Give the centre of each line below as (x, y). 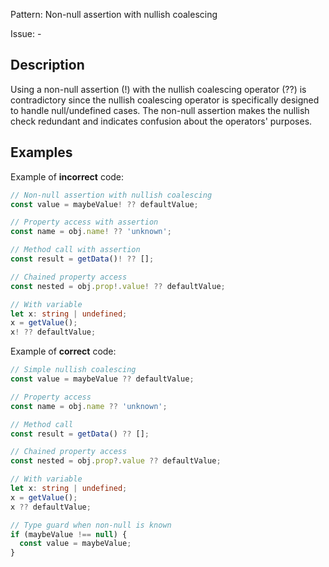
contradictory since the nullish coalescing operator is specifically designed (165, 100)
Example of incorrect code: (67, 176)
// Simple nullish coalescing (73, 370)
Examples (41, 152)
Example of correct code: (63, 351)
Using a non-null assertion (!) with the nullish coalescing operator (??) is (158, 89)
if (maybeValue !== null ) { (69, 534)
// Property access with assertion (84, 222)
